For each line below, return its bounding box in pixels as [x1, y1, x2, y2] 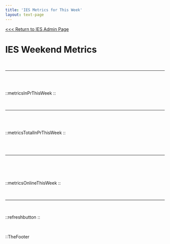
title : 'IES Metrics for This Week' [5, 7, 82, 13]
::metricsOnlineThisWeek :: [5, 180, 61, 186]
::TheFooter [5, 234, 29, 240]
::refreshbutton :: [5, 214, 40, 220]
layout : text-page [5, 12, 44, 17]
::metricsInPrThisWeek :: [5, 90, 56, 96]
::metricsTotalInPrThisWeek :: [5, 130, 66, 136]
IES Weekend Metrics [5, 44, 97, 55]
